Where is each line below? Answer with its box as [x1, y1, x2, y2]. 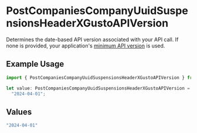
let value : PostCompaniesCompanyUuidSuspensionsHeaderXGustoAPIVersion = [6, 85, 191, 91]
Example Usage [6, 59, 64, 69]
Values [6, 107, 32, 117]
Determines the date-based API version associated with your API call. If [6, 36, 179, 43]
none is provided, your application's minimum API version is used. [6, 42, 165, 49]
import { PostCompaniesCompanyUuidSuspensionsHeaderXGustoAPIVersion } [6, 74, 185, 80]
